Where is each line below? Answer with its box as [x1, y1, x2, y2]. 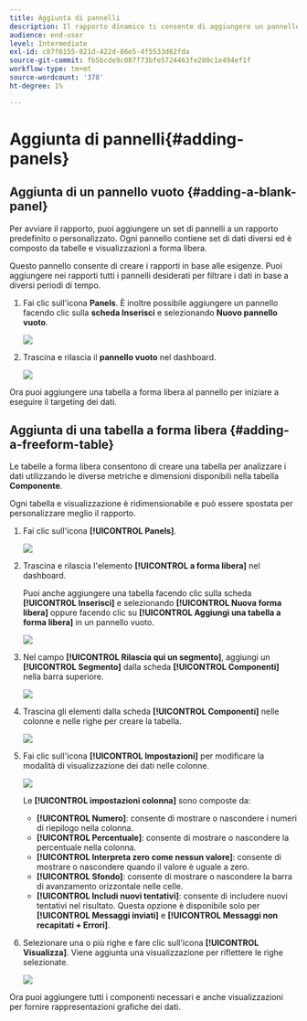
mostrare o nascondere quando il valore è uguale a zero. [36, 861, 249, 873]
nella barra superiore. [22, 671, 104, 682]
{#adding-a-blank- [186, 185, 297, 200]
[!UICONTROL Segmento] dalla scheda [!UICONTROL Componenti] [22, 662, 281, 673]
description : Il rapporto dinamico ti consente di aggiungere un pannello [9, 22, 301, 31]
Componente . [9, 481, 63, 492]
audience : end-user [9, 30, 84, 39]
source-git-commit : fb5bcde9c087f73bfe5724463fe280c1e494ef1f [9, 56, 251, 65]
